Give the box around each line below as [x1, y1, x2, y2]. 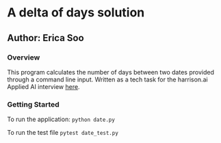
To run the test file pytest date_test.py [7, 129, 118, 137]
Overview [7, 53, 40, 62]
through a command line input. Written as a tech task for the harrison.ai [7, 75, 208, 83]
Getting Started [7, 99, 60, 109]
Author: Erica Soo [7, 32, 84, 44]
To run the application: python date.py [7, 115, 115, 124]
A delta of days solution [7, 5, 145, 21]
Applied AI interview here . [7, 82, 80, 90]
